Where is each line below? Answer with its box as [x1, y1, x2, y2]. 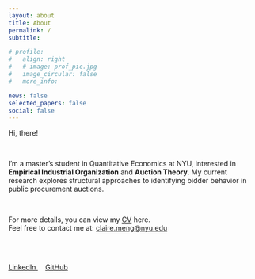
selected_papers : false [8, 99, 87, 107]
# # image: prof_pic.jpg [8, 63, 97, 71]
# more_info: [8, 77, 59, 86]
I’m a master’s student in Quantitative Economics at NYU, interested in [8, 159, 236, 169]
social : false [8, 106, 55, 115]
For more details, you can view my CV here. [8, 215, 150, 224]
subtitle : [8, 33, 41, 42]
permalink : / [8, 26, 51, 34]
